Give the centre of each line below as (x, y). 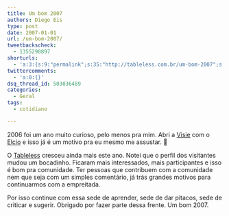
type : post (23, 26)
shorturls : (23, 58)
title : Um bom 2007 (35, 13)
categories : (24, 90)
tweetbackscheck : (32, 45)
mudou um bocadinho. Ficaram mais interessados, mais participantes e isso (114, 163)
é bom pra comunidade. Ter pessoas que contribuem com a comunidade (110, 169)
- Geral (24, 97)
